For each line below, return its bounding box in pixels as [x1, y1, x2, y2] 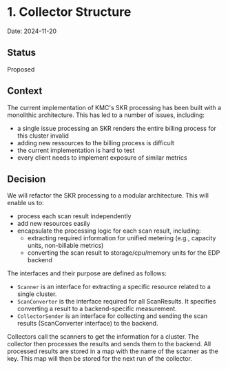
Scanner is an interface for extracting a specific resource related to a [17, 283, 211, 291]
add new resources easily [17, 220, 91, 228]
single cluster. [17, 290, 57, 298]
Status [7, 47, 37, 59]
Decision [7, 173, 46, 184]
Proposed [7, 65, 35, 73]
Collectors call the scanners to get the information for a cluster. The [7, 333, 200, 341]
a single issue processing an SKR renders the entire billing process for [17, 124, 217, 132]
